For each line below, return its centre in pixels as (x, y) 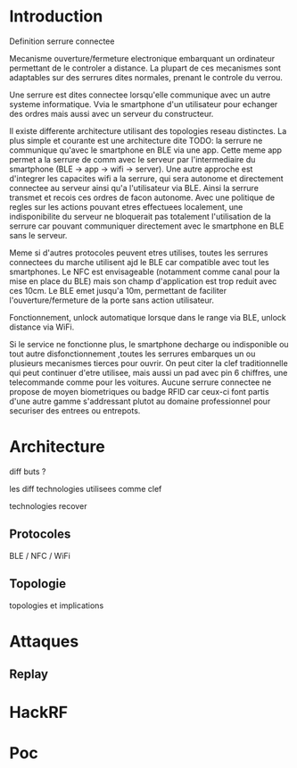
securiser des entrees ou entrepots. (75, 410)
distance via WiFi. (42, 327)
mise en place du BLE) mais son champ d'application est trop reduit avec (143, 281)
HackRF (39, 713)
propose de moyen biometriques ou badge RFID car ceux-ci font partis (139, 391)
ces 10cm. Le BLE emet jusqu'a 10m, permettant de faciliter (118, 290)
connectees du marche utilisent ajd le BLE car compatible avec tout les (139, 262)
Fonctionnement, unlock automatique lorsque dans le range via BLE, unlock (148, 317)
